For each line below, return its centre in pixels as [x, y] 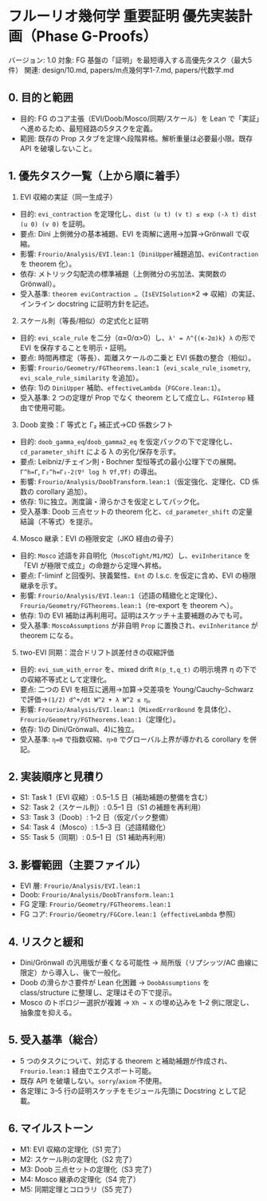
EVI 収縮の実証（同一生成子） [68, 197]
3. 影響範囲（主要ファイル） [77, 865]
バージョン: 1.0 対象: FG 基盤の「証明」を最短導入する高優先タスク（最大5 [130, 60]
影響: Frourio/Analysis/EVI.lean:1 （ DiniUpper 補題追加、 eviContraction [139, 253]
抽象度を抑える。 [48, 1012]
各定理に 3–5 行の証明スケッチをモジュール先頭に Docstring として [129, 1091]
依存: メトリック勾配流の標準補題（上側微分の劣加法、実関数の [123, 273]
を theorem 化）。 [48, 264]
